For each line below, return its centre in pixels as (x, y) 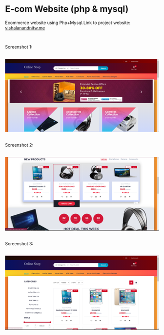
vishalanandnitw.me (25, 27)
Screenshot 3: (19, 244)
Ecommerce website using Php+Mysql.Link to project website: (68, 23)
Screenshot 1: (19, 47)
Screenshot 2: (19, 145)
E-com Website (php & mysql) (67, 9)
